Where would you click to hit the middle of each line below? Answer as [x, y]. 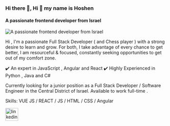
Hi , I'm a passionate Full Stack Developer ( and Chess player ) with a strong [85, 42]
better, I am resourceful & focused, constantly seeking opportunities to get [83, 53]
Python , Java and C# [28, 76]
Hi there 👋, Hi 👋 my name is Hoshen [50, 8]
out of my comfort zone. [31, 58]
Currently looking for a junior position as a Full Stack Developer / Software [83, 86]
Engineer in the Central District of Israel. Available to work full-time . [77, 91]
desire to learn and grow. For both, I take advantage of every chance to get [84, 47]
